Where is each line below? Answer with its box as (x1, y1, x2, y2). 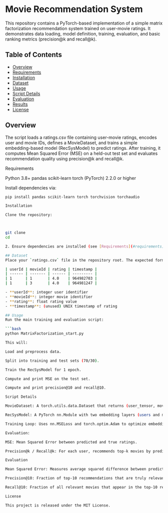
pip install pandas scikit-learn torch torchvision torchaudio (5, 194, 140, 199)
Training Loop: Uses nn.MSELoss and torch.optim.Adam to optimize (5, 421, 146, 426)
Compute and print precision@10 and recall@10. (5, 385, 106, 390)
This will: (5, 340, 28, 345)
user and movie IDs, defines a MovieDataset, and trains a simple (5, 139, 137, 146)
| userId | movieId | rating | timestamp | (5, 267, 97, 272)
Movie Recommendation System (5, 4, 143, 15)
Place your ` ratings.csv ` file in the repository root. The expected (5, 258, 153, 263)
